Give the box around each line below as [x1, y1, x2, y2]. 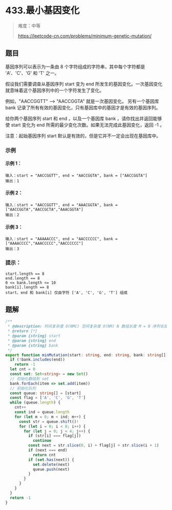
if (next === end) [28, 448, 68, 453]
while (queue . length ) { [10, 400, 60, 405]
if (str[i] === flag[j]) [28, 433, 81, 438]
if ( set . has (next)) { [28, 457, 74, 462]
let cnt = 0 [10, 367, 36, 372]
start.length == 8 [5, 271, 45, 277]
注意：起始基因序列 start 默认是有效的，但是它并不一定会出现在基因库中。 [5, 133, 161, 139]
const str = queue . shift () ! [18, 419, 79, 424]
